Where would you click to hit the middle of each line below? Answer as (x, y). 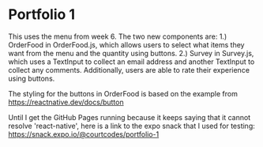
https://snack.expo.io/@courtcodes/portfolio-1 (84, 134)
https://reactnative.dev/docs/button (66, 102)
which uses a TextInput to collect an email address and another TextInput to (131, 62)
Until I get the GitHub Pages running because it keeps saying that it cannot (130, 117)
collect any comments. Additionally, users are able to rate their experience (129, 70)
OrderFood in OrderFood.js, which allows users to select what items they (126, 44)
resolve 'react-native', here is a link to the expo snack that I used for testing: (131, 126)
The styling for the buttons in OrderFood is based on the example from (123, 93)
